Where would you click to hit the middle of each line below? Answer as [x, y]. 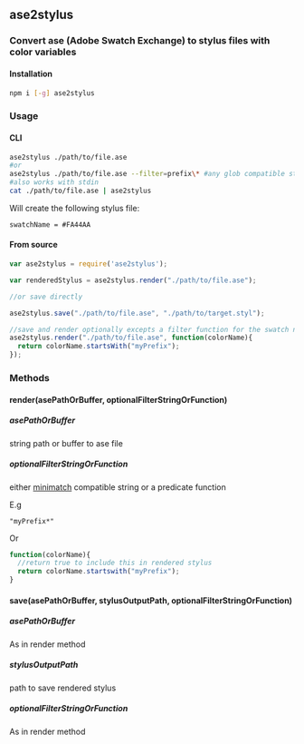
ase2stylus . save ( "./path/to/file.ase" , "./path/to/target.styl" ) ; [137, 313]
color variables [43, 52]
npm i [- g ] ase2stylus [52, 93]
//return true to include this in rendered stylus [115, 563]
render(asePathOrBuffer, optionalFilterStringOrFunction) [119, 399]
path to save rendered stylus [63, 688]
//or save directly [46, 297]
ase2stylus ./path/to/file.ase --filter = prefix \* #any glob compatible [147, 174]
